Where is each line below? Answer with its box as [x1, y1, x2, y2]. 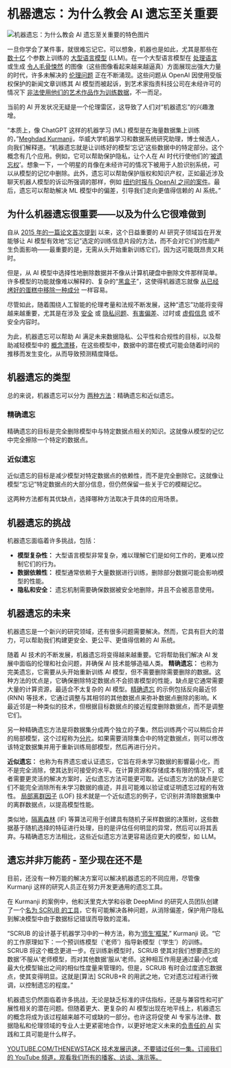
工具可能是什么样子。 [19, 1029, 80, 1038]
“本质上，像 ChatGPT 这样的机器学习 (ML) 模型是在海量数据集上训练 [7, 125, 201, 134]
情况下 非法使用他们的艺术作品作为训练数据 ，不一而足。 [7, 88, 166, 96]
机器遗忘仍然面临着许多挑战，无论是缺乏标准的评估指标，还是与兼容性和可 [7, 995, 218, 1003]
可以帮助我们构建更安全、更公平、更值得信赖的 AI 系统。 [19, 635, 179, 644]
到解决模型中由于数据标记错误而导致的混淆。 [7, 914, 134, 923]
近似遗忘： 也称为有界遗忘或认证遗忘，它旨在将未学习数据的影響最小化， [7, 757, 214, 766]
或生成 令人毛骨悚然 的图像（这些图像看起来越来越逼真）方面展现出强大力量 [7, 62, 221, 70]
